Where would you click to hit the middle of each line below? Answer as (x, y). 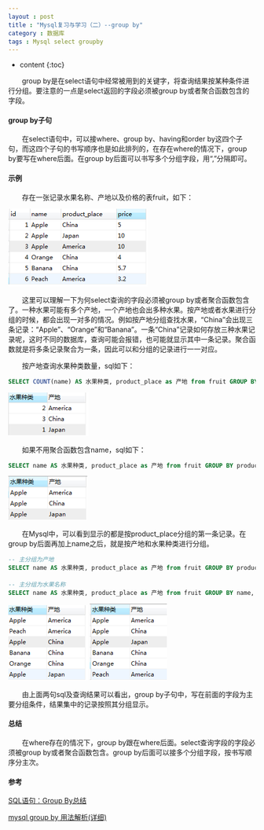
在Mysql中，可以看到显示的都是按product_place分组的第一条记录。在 (134, 534)
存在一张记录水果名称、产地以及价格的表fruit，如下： (108, 197)
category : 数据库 (37, 33)
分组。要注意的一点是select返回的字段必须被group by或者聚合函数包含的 (132, 91)
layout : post (31, 17)
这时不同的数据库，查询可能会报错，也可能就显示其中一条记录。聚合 (139, 339)
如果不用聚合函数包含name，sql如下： (84, 450)
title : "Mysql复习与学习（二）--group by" (76, 25)
